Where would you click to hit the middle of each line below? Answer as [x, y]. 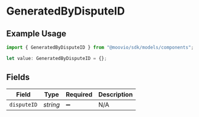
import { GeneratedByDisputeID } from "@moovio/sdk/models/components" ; [100, 47]
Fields [18, 77]
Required [79, 94]
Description [116, 94]
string [52, 104]
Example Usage [36, 34]
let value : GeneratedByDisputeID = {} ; [57, 58]
